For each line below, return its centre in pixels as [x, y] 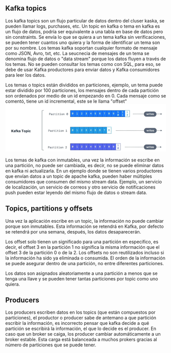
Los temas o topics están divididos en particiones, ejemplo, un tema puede [84, 85]
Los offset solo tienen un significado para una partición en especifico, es [82, 242]
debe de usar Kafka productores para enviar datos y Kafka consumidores [82, 69]
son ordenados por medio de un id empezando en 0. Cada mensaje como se [86, 96]
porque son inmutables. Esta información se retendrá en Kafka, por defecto [85, 226]
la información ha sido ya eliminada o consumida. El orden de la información [86, 258]
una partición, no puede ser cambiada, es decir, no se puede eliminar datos [85, 165]
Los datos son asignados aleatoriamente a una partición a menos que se [81, 273]
